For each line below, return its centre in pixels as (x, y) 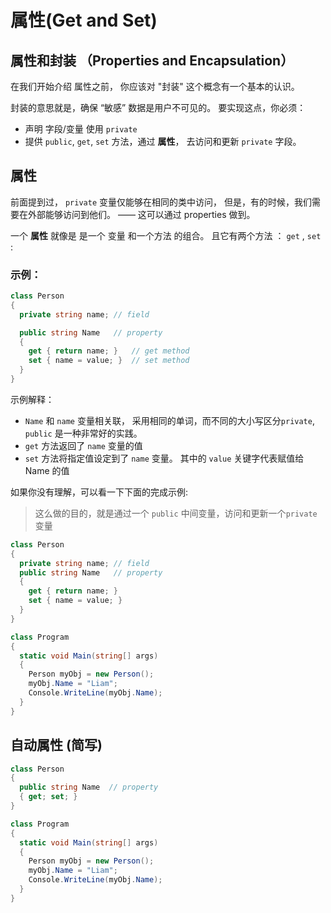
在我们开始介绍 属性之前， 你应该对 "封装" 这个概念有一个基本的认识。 (155, 86)
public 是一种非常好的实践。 (83, 433)
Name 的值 (47, 470)
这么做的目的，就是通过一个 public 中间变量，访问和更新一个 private (176, 513)
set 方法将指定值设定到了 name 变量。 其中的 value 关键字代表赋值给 (164, 458)
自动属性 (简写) (56, 745)
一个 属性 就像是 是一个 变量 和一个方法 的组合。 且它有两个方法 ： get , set (166, 235)
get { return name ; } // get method (109, 351)
